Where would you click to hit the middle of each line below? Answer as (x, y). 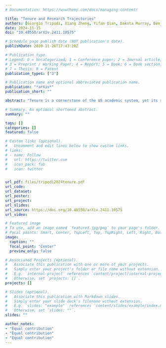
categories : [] (21, 128)
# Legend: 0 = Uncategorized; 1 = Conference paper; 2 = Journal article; (84, 59)
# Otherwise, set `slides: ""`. (41, 310)
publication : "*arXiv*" (30, 87)
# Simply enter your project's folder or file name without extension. (83, 269)
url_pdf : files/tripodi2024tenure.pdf (45, 182)
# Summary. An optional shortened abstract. (52, 110)
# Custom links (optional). (34, 141)
